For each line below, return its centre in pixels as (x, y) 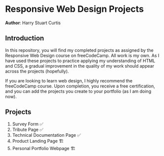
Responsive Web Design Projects (75, 9)
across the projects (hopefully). (37, 71)
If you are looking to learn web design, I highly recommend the (69, 80)
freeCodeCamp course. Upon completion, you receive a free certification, (80, 86)
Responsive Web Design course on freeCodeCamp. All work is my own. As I (82, 55)
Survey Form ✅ (28, 124)
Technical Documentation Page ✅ (47, 135)
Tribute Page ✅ (28, 129)
